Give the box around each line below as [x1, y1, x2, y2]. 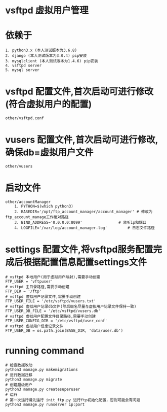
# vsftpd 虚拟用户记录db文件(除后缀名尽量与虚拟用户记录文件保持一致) [5, 304, 137, 309]
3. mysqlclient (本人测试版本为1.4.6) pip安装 [5, 59, 99, 64]
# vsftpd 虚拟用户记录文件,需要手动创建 [5, 294, 81, 299]
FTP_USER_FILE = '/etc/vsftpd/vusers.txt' [5, 298, 96, 303]
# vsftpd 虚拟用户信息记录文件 [5, 323, 64, 329]
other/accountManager [5, 199, 51, 204]
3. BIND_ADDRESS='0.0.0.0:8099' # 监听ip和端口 [14, 220, 147, 225]
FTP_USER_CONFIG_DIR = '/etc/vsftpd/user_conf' [5, 318, 108, 323]
